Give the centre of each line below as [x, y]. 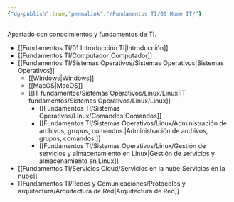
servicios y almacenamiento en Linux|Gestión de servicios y [127, 153]
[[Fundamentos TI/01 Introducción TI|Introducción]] [93, 47]
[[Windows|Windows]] [61, 78]
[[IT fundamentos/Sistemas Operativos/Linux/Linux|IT [107, 93]
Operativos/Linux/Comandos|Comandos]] [100, 116]
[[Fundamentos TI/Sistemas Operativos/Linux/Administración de [133, 123]
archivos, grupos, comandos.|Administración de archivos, [123, 130]
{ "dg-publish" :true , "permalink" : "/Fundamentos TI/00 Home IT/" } [105, 14]
